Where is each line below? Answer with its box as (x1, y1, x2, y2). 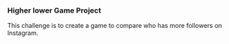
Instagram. (7, 29, 39, 37)
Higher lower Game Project (7, 6, 101, 15)
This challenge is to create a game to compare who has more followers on (7, 22, 223, 30)
